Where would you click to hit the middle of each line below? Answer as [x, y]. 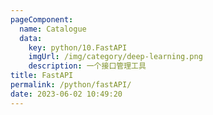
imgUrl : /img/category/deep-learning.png [115, 57]
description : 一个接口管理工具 [87, 66]
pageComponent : [42, 19]
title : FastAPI [42, 76]
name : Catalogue [53, 29]
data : [31, 38]
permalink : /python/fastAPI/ [71, 85]
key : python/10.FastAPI [78, 47]
